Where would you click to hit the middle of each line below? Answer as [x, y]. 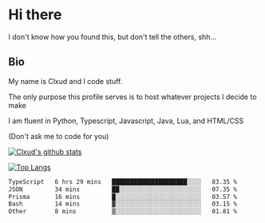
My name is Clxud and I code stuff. [65, 81]
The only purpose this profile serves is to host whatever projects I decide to [132, 97]
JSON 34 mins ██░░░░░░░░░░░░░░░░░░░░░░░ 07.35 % [123, 189]
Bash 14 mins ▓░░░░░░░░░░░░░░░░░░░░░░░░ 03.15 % [123, 204]
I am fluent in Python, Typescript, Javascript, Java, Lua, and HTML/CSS [126, 121]
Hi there [35, 15]
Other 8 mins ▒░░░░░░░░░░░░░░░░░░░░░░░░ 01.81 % [123, 212]
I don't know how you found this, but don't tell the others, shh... [113, 37]
